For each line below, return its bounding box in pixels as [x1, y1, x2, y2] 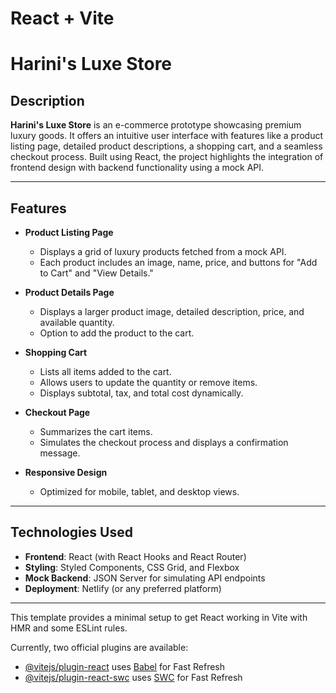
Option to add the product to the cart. [39, 327, 195, 339]
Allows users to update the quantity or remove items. [39, 377, 258, 388]
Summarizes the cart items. [39, 426, 153, 437]
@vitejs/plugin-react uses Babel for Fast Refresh [24, 660, 226, 672]
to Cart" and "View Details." [39, 267, 154, 279]
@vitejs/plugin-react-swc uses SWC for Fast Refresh [24, 671, 243, 683]
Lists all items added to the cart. [39, 366, 172, 377]
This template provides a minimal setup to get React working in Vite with [10, 611, 308, 623]
